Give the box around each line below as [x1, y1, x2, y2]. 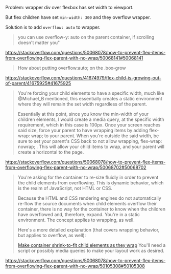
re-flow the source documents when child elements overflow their [17, 201, 157, 206]
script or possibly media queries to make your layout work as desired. [17, 248, 165, 254]
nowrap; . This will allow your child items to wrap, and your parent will [17, 143, 165, 150]
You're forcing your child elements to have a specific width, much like [17, 90, 164, 96]
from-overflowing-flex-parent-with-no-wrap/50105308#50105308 [5, 263, 145, 269]
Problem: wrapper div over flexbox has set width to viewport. [5, 5, 134, 10]
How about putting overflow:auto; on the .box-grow [17, 65, 126, 71]
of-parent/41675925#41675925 [5, 80, 71, 86]
